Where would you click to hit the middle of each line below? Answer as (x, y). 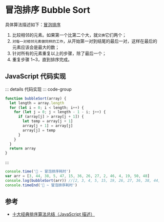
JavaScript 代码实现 (36, 76)
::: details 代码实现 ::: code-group (38, 89)
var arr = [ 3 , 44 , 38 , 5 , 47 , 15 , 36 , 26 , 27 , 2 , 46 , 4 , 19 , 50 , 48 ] (77, 176)
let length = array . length (37, 103)
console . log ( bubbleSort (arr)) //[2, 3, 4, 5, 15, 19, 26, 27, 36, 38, (78, 180)
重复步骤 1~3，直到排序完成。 (42, 59)
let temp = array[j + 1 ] (48, 121)
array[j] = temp (39, 130)
